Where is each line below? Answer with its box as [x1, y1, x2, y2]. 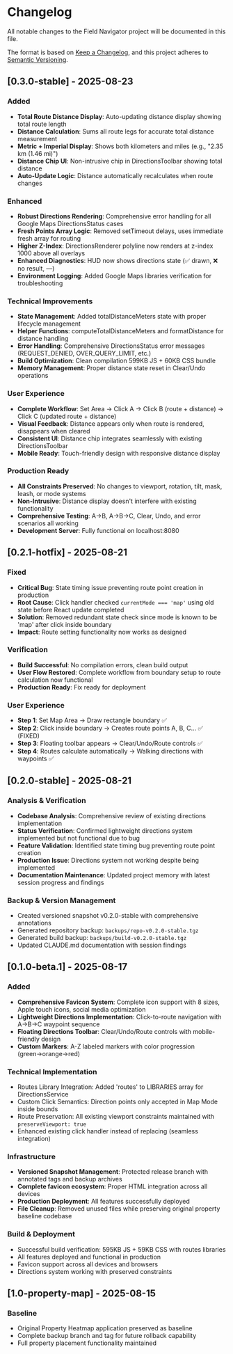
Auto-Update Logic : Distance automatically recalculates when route [17, 171, 214, 180]
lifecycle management [17, 319, 81, 328]
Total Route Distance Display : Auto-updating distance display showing [17, 112, 222, 120]
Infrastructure [7, 1152, 56, 1161]
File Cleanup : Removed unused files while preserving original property [17, 1204, 220, 1213]
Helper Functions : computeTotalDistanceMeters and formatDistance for [17, 327, 224, 335]
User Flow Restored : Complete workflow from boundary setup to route [17, 668, 221, 676]
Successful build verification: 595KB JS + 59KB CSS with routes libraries [17, 1245, 226, 1253]
